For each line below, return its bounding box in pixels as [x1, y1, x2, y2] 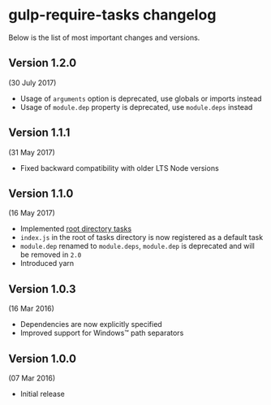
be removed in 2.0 [19, 250, 82, 259]
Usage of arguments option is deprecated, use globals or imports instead [19, 94, 262, 103]
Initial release [19, 389, 65, 398]
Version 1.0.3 [8, 282, 76, 296]
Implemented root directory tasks [19, 224, 132, 233]
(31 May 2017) [8, 147, 55, 157]
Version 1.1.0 [8, 186, 74, 200]
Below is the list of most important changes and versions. [8, 33, 200, 42]
